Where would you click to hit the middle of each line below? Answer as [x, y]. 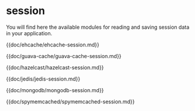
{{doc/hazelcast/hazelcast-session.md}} [55, 67]
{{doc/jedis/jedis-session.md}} [43, 79]
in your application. [29, 33]
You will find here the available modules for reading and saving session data [98, 27]
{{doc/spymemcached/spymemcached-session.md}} [70, 102]
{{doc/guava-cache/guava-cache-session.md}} [64, 56]
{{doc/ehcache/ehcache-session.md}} [53, 45]
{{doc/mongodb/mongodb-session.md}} [55, 90]
